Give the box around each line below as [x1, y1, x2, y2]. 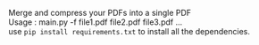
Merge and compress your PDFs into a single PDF [8, 8, 192, 18]
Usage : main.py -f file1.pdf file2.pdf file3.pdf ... [8, 17, 183, 27]
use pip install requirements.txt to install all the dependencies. [8, 26, 251, 36]
